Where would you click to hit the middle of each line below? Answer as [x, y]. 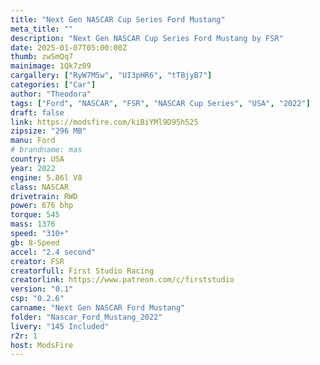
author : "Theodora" [51, 94]
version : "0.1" [42, 289]
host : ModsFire [42, 345]
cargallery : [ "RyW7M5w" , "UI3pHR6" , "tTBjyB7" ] [111, 76]
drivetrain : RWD [44, 196]
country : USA [37, 159]
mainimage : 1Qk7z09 [51, 66]
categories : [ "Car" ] [53, 85]
